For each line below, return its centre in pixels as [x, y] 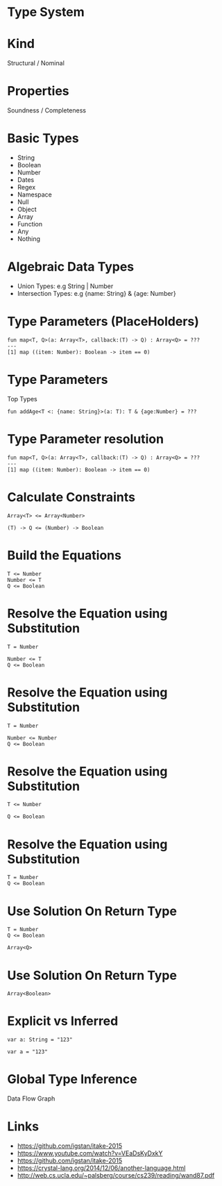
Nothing [28, 239]
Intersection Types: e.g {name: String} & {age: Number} [96, 293]
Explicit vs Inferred [63, 1021]
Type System [46, 12]
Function [30, 224]
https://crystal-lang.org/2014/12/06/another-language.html [101, 1168]
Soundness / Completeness [47, 110]
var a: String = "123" [40, 1040]
